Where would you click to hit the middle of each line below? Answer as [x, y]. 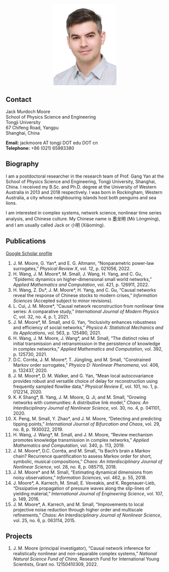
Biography [22, 164]
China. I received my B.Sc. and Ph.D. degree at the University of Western [81, 187]
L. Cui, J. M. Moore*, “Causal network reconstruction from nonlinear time [88, 306]
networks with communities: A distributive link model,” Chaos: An [81, 403]
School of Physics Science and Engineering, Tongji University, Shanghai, [81, 181]
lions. [11, 203]
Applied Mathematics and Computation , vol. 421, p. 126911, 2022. [81, 284]
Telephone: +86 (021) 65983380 [40, 148]
